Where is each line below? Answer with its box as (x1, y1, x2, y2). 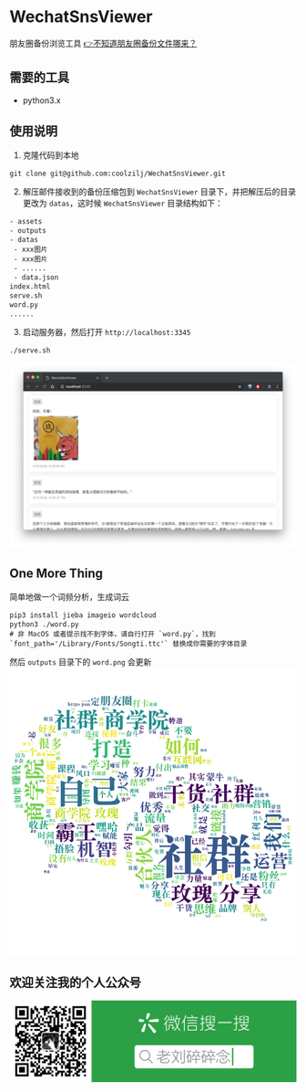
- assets (9, 216, 43, 226)
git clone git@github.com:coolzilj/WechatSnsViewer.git (9, 169, 226, 178)
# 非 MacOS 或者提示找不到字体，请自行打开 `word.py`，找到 (9, 629, 216, 638)
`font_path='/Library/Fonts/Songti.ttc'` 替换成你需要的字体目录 (9, 639, 248, 648)
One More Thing (9, 566, 103, 582)
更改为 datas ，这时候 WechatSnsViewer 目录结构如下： (22, 197, 223, 208)
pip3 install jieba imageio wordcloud (9, 610, 157, 620)
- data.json (13, 272, 59, 282)
